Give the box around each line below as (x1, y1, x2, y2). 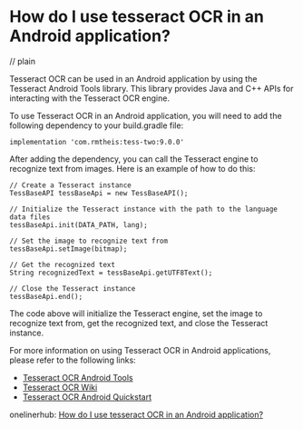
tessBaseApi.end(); (9, 292, 83, 301)
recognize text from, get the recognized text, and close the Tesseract (9, 317, 269, 328)
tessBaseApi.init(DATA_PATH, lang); (9, 220, 148, 229)
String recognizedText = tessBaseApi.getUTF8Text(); (9, 268, 213, 277)
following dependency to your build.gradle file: (9, 120, 184, 131)
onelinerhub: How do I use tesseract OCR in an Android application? (9, 409, 264, 420)
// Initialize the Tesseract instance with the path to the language (9, 205, 279, 214)
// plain (9, 55, 36, 66)
